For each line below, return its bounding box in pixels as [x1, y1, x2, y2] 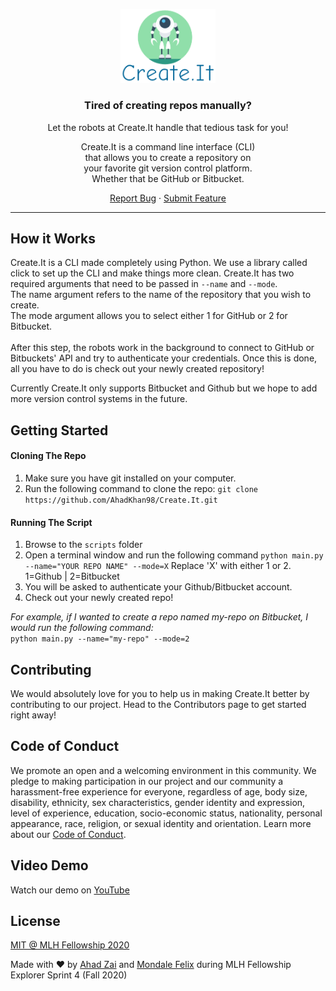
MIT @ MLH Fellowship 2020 [10, 939, 130, 951]
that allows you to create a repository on [84, 151, 252, 163]
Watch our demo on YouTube [10, 884, 130, 896]
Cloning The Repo [10, 450, 87, 462]
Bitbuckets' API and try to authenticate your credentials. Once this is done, [10, 352, 318, 364]
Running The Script [10, 516, 93, 528]
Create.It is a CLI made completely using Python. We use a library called [10, 257, 308, 269]
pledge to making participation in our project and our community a [10, 775, 284, 787]
